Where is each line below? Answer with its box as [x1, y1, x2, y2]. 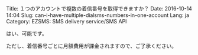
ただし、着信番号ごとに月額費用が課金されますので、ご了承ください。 [6, 43, 177, 49]
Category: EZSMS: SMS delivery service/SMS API [6, 18, 127, 25]
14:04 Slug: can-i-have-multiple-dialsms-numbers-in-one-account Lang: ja [6, 12, 190, 19]
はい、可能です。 [6, 30, 47, 37]
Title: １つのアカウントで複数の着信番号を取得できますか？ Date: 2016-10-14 [6, 5, 192, 12]
